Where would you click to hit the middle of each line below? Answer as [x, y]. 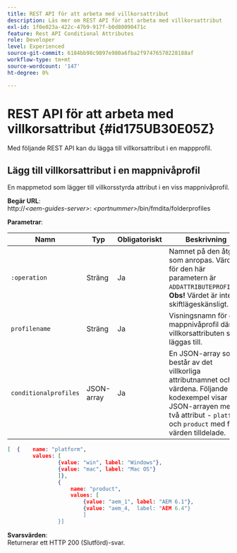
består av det [191, 362]
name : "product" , [96, 489]
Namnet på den [194, 251]
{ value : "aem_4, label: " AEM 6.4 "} [137, 509]
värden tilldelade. [197, 433]
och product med [197, 424]
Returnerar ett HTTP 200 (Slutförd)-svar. [66, 542]
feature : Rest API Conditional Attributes [71, 33]
